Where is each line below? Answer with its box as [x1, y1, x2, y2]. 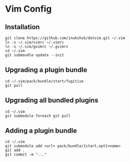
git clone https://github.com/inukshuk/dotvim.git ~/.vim [5, 36, 125, 40]
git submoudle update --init [5, 53, 64, 57]
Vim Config [5, 3, 52, 15]
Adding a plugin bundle [5, 126, 77, 135]
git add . [5, 148, 25, 153]
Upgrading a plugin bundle [5, 66, 88, 74]
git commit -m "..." [5, 152, 47, 157]
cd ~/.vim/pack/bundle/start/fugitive [5, 79, 84, 84]
